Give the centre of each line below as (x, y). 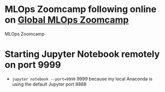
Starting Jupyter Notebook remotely (82, 54)
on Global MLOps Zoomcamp (67, 20)
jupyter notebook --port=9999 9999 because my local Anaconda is (82, 78)
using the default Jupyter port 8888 (49, 84)
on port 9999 (33, 65)
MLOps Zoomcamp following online (81, 9)
